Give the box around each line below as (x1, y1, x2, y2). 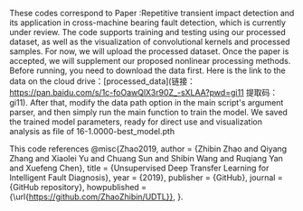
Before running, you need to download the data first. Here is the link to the (9, 65, 287, 76)
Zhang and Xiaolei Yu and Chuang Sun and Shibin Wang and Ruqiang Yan (9, 153, 283, 163)
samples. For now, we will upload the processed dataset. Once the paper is (9, 46, 289, 57)
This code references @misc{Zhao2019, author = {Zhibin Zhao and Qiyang (9, 143, 288, 154)
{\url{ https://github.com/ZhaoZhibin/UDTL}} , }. (9, 191, 184, 202)
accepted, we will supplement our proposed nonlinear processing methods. (9, 56, 291, 66)
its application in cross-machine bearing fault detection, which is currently (9, 17, 287, 28)
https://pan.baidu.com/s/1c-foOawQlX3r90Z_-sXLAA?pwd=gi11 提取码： (9, 87, 279, 97)
